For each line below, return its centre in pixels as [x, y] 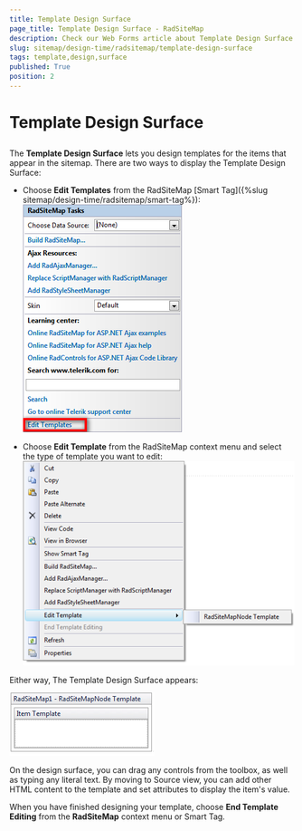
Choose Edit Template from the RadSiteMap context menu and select [152, 447]
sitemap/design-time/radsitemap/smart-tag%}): [111, 200]
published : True [40, 67]
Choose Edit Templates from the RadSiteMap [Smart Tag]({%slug [145, 190]
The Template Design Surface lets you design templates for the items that [148, 153]
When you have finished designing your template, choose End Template [144, 807]
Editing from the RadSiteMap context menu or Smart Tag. [118, 817]
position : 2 [32, 77]
